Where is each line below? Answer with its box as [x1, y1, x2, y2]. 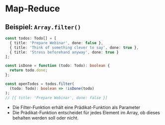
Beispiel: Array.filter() [5, 23, 81, 31]
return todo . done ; [9, 68, 48, 73]
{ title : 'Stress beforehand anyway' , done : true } [9, 50, 119, 55]
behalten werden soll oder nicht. [12, 115, 79, 121]
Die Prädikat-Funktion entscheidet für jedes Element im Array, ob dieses [12, 110, 160, 116]
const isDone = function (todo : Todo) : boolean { [5, 63, 110, 68]
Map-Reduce [5, 3, 61, 14]
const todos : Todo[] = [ [5, 36, 57, 41]
